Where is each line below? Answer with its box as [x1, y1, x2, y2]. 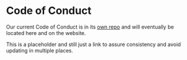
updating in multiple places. [6, 47, 74, 54]
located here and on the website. [6, 29, 87, 36]
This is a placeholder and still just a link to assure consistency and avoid [6, 41, 181, 48]
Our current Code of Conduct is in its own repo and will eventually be [6, 23, 174, 30]
